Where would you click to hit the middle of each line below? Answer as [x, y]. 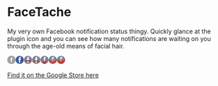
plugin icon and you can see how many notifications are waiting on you [109, 38]
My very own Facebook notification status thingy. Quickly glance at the [109, 31]
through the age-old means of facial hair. [66, 46]
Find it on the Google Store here [53, 75]
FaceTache [39, 12]
